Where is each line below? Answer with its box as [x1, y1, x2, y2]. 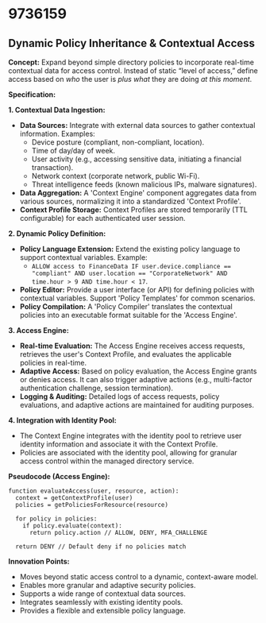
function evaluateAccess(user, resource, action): [8, 487, 179, 495]
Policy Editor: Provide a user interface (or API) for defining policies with [19, 285, 255, 294]
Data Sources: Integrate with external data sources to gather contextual [19, 121, 256, 130]
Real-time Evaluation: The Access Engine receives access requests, [19, 341, 245, 350]
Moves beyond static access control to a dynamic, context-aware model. [19, 572, 259, 581]
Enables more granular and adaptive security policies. [19, 581, 196, 590]
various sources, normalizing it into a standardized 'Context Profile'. [19, 196, 241, 206]
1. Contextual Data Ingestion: [8, 105, 106, 114]
